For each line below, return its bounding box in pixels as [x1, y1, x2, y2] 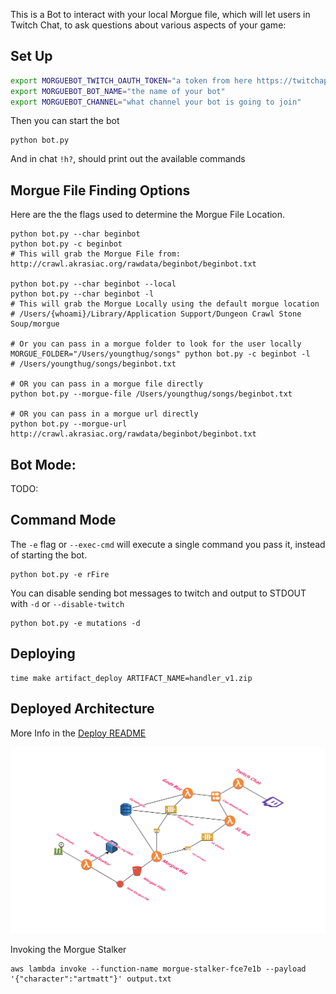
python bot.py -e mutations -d [10, 618, 141, 628]
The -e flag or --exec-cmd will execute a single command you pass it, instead [10, 538, 326, 550]
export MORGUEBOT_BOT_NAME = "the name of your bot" [10, 86, 226, 96]
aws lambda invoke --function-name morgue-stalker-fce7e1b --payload [10, 964, 307, 974]
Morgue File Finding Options [10, 182, 191, 199]
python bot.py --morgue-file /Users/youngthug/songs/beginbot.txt [10, 389, 293, 399]
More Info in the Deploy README [10, 727, 147, 739]
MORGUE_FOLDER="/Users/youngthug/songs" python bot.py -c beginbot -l [10, 349, 311, 359]
